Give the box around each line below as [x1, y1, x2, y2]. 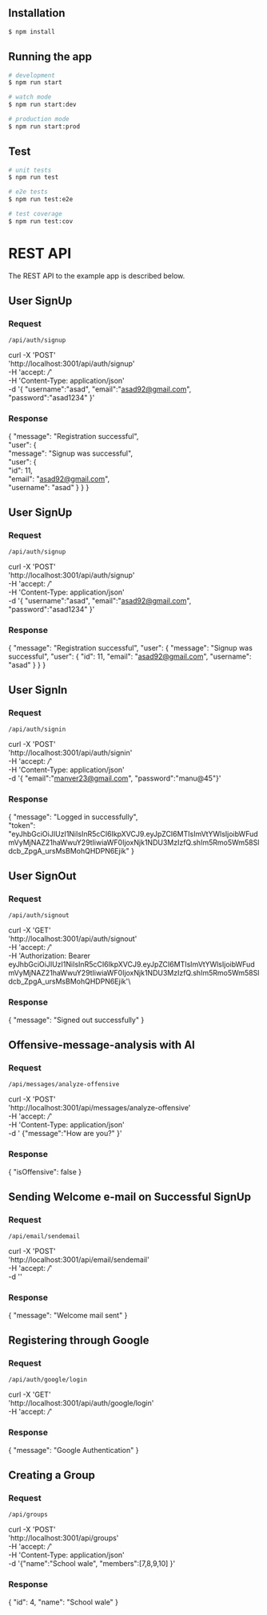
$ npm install [8, 27, 56, 35]
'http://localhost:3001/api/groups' [8, 1533, 119, 1543]
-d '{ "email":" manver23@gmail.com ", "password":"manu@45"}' [8, 773, 221, 783]
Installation [8, 6, 66, 20]
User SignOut [8, 870, 77, 883]
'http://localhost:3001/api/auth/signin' [8, 748, 133, 757]
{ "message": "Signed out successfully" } [8, 1015, 145, 1025]
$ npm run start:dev [8, 100, 78, 109]
